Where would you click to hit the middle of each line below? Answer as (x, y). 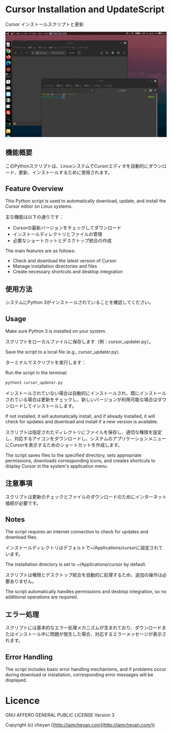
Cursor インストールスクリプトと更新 (45, 24)
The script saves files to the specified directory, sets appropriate (73, 455)
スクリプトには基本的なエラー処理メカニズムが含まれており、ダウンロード (84, 628)
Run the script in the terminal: (36, 373)
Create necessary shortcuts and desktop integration (68, 272)
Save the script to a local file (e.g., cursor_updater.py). (62, 352)
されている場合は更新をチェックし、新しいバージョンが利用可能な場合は (81, 399)
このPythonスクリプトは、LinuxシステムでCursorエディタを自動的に (77, 166)
